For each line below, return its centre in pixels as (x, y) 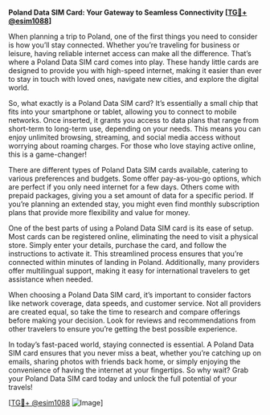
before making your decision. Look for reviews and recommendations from (132, 320)
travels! (21, 387)
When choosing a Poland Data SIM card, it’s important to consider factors (130, 295)
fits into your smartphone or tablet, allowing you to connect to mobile (123, 112)
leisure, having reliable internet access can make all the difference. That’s (130, 53)
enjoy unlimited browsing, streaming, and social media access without (125, 137)
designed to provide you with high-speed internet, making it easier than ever (135, 71)
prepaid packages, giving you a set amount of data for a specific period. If (131, 195)
